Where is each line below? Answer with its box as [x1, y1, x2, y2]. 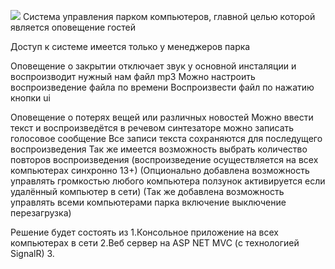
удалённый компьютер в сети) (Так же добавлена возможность [10, 186, 285, 197]
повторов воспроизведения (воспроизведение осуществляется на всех [10, 154, 319, 165]
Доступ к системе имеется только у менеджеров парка [10, 41, 251, 52]
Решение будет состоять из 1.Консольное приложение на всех [10, 226, 279, 238]
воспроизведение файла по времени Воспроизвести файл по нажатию [10, 81, 315, 93]
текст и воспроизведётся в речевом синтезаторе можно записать [10, 122, 295, 134]
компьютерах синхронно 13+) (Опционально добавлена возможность [10, 165, 310, 176]
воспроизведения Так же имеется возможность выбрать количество [10, 143, 308, 155]
